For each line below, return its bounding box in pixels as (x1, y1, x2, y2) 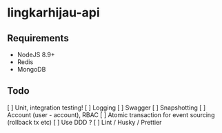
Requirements (7, 32, 69, 44)
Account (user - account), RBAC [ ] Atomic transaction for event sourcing (7, 110, 215, 119)
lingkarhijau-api (7, 5, 100, 21)
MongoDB (17, 65, 46, 73)
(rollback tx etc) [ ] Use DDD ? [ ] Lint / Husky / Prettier (7, 118, 162, 126)
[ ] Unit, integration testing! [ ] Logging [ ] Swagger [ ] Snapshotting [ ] (7, 103, 206, 112)
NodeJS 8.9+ (17, 50, 55, 59)
